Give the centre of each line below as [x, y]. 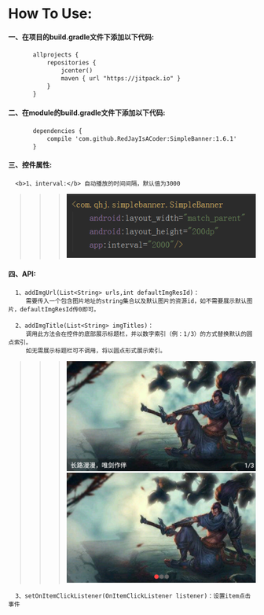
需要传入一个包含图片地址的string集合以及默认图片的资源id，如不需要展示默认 [136, 301]
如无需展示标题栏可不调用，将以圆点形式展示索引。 [96, 351]
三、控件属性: [30, 165]
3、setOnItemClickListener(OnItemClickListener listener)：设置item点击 [133, 596]
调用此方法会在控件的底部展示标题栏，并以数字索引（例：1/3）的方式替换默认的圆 [139, 334]
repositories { [71, 63]
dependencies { [57, 131]
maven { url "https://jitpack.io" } [121, 79]
